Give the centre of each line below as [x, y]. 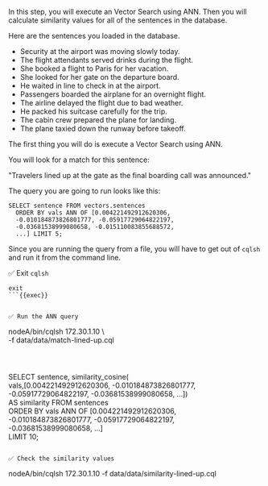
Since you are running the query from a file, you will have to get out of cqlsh [134, 249]
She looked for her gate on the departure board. [99, 77]
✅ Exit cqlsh [29, 273]
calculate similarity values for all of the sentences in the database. [118, 20]
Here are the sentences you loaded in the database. [94, 36]
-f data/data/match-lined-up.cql [61, 340]
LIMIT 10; [23, 437]
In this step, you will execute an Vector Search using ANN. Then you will [128, 12]
